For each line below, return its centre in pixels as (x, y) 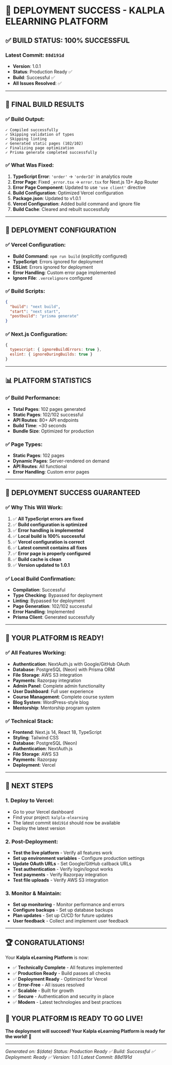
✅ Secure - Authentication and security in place (63, 997)
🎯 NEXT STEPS (29, 786)
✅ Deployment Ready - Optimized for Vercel (60, 979)
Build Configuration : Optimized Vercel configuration (68, 193)
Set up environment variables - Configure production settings (79, 858)
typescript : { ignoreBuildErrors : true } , (56, 350)
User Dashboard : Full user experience (53, 691)
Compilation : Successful (39, 590)
